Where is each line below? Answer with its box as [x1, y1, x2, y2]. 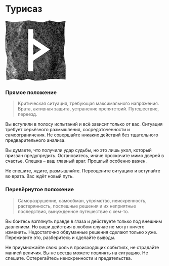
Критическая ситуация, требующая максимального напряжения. [17, 100, 159, 107]
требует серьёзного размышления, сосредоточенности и [5, 127, 130, 133]
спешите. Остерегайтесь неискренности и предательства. [5, 255, 133, 261]
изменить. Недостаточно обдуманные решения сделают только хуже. [5, 229, 158, 235]
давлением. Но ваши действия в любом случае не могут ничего [5, 223, 145, 229]
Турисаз [5, 3, 43, 15]
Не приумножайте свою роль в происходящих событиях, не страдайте [5, 244, 159, 250]
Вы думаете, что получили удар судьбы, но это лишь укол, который [5, 147, 152, 153]
